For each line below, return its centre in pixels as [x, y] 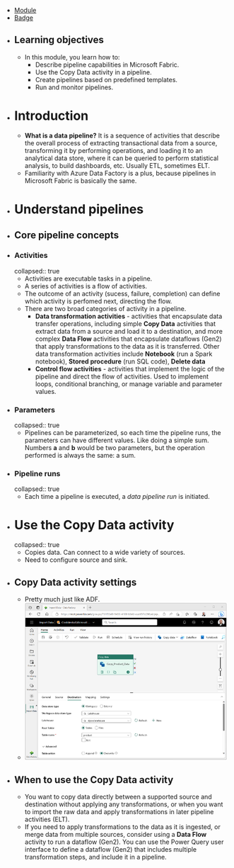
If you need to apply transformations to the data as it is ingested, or [122, 827]
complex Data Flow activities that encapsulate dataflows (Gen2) [128, 339]
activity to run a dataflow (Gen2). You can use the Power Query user [124, 842]
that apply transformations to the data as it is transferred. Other [127, 346]
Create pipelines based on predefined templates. [106, 79]
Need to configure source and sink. [76, 560]
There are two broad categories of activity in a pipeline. [105, 308]
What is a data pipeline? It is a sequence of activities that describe [122, 135]
